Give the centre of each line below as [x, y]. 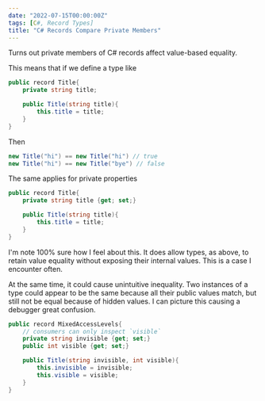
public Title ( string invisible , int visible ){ [101, 361]
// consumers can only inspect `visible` [92, 331]
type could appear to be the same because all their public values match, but [132, 292]
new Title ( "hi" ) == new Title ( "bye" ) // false [86, 163]
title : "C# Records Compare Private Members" [84, 30]
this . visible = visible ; [78, 375]
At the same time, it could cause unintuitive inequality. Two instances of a [128, 284]
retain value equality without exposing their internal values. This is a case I [130, 260]
